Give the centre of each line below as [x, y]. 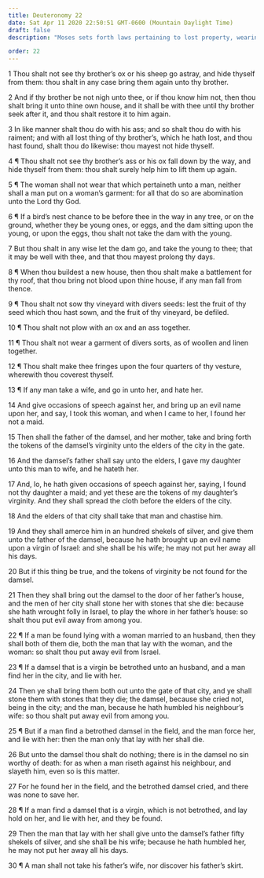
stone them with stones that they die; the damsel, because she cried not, [126, 699]
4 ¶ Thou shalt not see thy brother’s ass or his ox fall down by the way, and [130, 161]
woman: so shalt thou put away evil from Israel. [84, 652]
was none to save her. [44, 795]
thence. [20, 289]
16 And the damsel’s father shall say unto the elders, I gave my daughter [125, 461]
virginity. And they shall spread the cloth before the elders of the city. [120, 501]
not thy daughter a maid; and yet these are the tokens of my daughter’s [123, 492]
